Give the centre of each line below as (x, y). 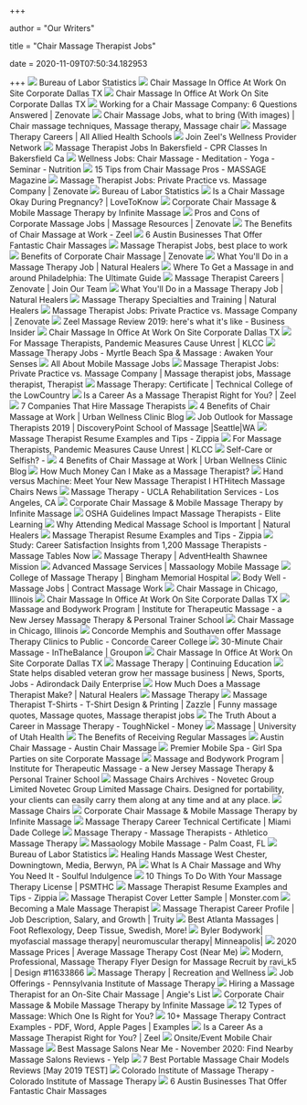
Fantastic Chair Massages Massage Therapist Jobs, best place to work (148, 245)
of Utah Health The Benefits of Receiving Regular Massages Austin (147, 737)
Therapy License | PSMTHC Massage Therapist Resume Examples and (148, 887)
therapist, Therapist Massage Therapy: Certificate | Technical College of (151, 384)
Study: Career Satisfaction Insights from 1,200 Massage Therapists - (138, 545)
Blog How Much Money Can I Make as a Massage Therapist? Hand (146, 471)
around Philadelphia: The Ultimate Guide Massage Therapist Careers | (147, 278)
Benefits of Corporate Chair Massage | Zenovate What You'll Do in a (154, 256)
